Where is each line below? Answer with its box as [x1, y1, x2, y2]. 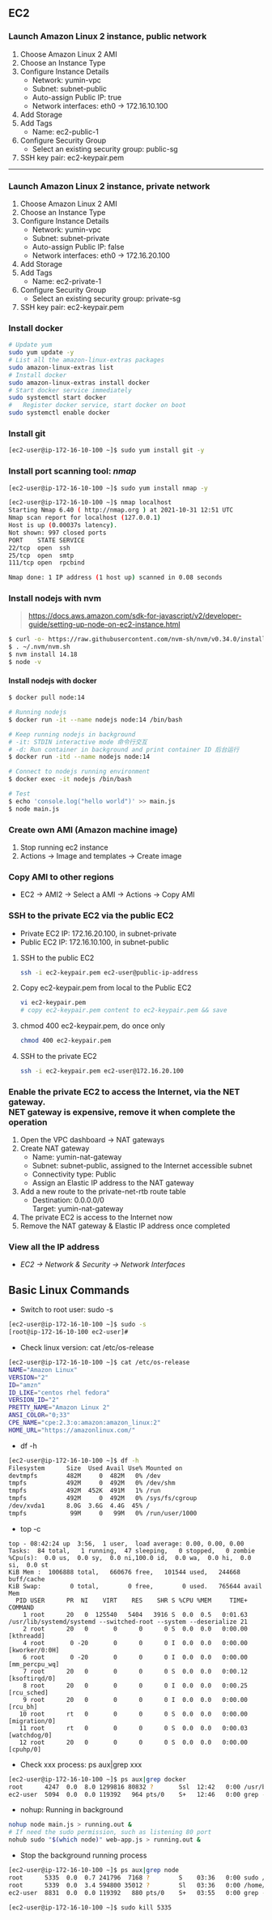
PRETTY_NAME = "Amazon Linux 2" [8, 1404, 111, 1412]
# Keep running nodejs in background [8, 730, 136, 739]
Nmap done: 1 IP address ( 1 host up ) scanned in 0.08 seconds [8, 573, 223, 582]
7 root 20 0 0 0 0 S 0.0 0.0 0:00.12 [23, 1667, 249, 1675]
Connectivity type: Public [32, 1169, 117, 1179]
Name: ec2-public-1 [32, 126, 99, 136]
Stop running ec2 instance [19, 842, 109, 852]
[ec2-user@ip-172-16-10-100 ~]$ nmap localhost [8, 499, 172, 507]
